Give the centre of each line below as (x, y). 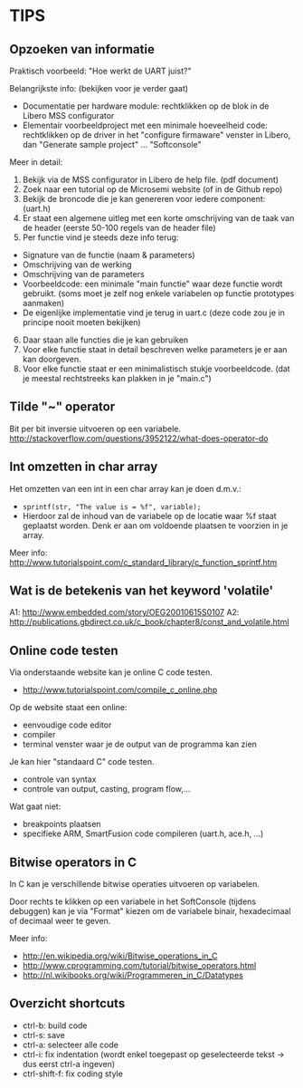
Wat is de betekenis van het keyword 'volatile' (142, 591)
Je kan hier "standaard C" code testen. (82, 762)
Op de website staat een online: (68, 708)
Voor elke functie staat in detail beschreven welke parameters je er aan (155, 349)
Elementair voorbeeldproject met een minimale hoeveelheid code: (145, 125)
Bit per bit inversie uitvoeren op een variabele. (95, 428)
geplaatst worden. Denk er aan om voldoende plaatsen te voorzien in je (155, 525)
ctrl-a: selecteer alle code (71, 1045)
